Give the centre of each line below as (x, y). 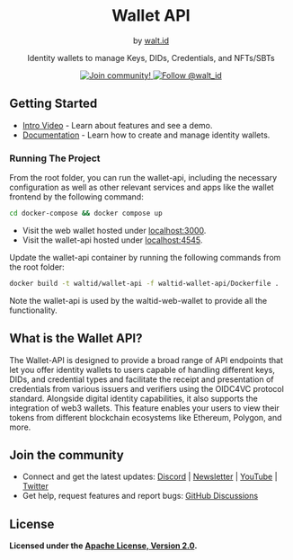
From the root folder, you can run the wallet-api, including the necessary (143, 178)
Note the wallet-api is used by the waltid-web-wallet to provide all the (138, 300)
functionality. (34, 310)
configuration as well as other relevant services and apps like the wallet (142, 187)
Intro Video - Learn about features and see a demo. (117, 125)
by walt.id (151, 40)
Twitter (36, 486)
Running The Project (55, 158)
